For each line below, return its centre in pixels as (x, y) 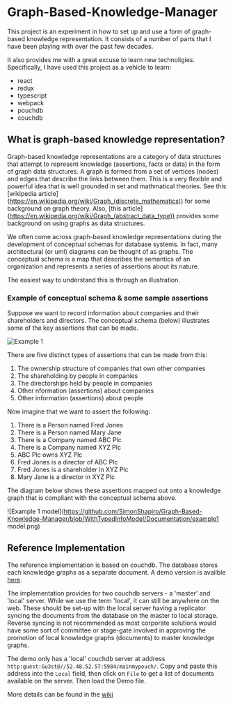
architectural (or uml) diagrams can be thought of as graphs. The (100, 251)
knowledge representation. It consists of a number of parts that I (119, 38)
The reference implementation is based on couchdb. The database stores (112, 565)
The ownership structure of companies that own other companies (111, 369)
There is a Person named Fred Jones (70, 425)
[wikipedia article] (33, 193)
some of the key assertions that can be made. (73, 328)
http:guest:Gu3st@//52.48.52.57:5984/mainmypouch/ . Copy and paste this (112, 666)
